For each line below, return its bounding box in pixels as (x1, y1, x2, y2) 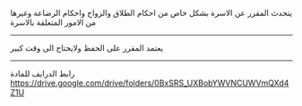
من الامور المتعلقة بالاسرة (10, 17, 97, 28)
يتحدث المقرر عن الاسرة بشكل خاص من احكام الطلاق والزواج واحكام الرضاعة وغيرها (10, 8, 293, 18)
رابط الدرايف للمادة (10, 69, 75, 78)
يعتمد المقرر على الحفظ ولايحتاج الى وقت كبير (10, 43, 164, 53)
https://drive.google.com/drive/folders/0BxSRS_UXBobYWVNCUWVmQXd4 (10, 77, 289, 88)
